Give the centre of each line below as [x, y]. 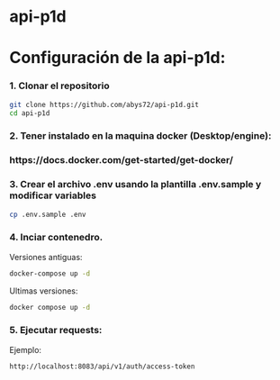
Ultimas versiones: [44, 291]
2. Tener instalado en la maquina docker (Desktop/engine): [140, 136]
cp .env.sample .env [48, 214]
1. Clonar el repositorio [59, 86]
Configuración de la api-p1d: [117, 58]
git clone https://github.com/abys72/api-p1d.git [104, 104]
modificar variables [53, 195]
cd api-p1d [30, 113]
